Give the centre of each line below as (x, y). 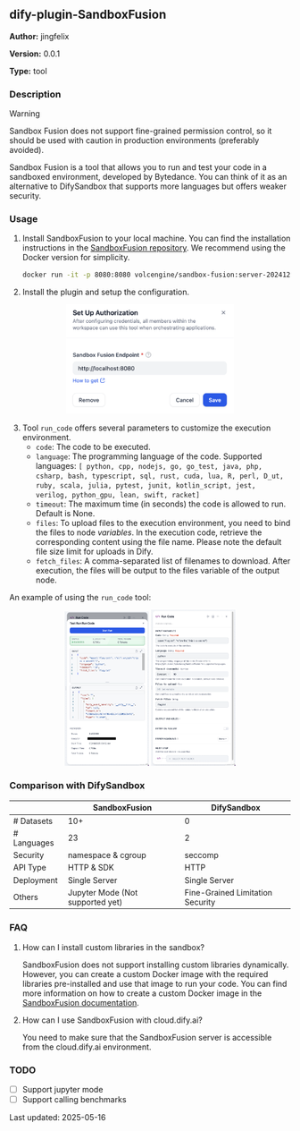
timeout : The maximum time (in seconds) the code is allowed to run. (161, 504)
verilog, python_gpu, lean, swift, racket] (118, 495)
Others (25, 897)
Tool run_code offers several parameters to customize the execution (146, 428)
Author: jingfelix (39, 36)
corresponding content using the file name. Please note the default (158, 541)
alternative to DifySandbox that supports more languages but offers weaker (148, 186)
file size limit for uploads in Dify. (94, 551)
